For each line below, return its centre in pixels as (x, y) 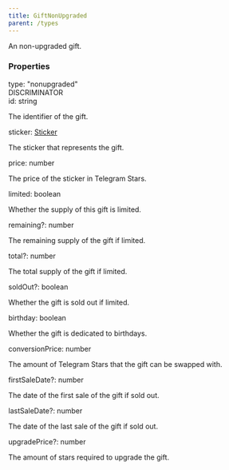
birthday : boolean (37, 317)
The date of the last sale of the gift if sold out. (83, 426)
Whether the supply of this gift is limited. (75, 209)
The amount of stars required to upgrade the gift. (89, 457)
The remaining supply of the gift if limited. (77, 240)
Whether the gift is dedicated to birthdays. (78, 333)
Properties (29, 66)
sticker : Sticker (33, 132)
